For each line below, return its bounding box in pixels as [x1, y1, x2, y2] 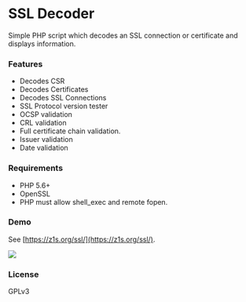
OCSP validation [19, 110, 73, 119]
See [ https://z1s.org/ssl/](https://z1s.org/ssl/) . [8, 235, 156, 244]
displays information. [8, 38, 76, 48]
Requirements [8, 162, 64, 173]
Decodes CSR [19, 76, 65, 86]
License [8, 268, 39, 279]
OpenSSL [19, 189, 51, 198]
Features [8, 58, 43, 69]
